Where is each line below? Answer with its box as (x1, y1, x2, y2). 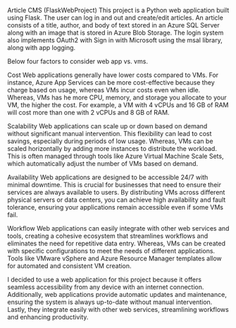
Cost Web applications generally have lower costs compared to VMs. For (7, 71, 219, 79)
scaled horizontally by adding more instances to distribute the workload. (7, 145, 217, 152)
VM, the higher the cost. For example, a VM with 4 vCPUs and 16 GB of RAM (7, 101, 229, 109)
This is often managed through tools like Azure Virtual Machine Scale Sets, (7, 152, 224, 160)
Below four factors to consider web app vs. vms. (7, 57, 148, 66)
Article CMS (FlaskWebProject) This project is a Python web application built (7, 6, 230, 14)
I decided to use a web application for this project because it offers (7, 275, 202, 284)
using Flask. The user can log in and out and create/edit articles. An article (7, 13, 223, 22)
